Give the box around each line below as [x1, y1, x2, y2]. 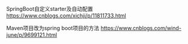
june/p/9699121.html [6, 31, 57, 38]
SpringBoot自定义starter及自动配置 [6, 5, 94, 12]
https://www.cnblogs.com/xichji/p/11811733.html [6, 12, 126, 19]
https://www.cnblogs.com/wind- [100, 25, 182, 31]
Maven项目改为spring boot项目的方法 [6, 25, 100, 31]
